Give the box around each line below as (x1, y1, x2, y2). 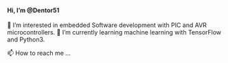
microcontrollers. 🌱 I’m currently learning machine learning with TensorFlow (7, 28, 222, 37)
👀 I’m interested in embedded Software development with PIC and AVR (7, 21, 207, 29)
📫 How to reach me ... (7, 49, 71, 58)
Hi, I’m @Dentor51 (7, 6, 60, 14)
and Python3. (7, 35, 45, 44)
